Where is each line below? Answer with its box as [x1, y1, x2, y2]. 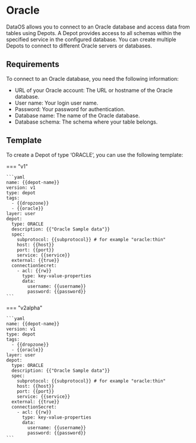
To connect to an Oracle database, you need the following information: [6, 75, 179, 82]
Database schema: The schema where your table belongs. [14, 118, 158, 125]
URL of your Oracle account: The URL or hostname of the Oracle [14, 87, 173, 94]
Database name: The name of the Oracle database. [14, 112, 140, 119]
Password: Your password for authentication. [14, 105, 125, 113]
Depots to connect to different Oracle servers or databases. [6, 42, 153, 49]
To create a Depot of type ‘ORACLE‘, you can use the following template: [6, 151, 184, 158]
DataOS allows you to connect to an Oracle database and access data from [6, 23, 190, 30]
